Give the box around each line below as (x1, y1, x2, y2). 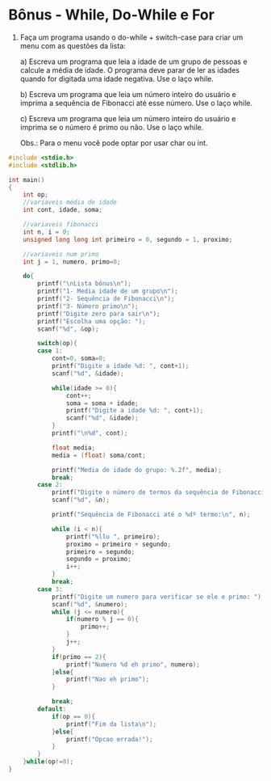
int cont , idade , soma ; (23, 206, 103, 214)
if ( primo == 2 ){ (51, 652, 106, 661)
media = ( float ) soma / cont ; (51, 451, 147, 459)
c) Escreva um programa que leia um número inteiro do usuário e (19, 113, 236, 123)
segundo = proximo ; (65, 555, 131, 564)
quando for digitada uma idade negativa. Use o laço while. (19, 74, 214, 83)
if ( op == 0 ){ (51, 712, 95, 720)
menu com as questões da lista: (19, 40, 127, 50)
